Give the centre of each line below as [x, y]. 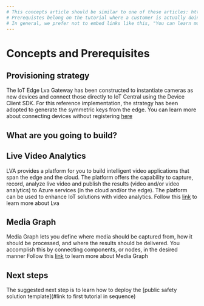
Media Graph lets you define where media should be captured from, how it [100, 237]
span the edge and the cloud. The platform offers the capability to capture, [100, 177]
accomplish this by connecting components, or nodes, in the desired [92, 249]
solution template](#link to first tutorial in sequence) [71, 296]
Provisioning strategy [48, 76]
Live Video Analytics [46, 156]
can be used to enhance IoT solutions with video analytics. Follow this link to [102, 196]
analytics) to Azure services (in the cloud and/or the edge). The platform [97, 190]
